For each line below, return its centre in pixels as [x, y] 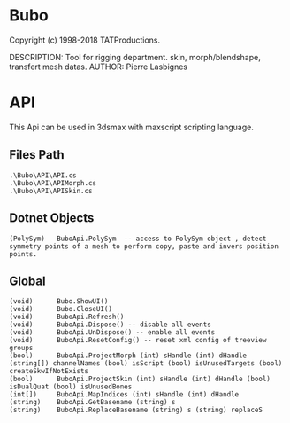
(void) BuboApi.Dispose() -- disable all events [111, 325]
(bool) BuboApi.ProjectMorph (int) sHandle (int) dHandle [128, 356]
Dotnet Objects [52, 218]
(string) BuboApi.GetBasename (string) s [92, 403]
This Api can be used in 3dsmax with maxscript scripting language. [131, 127]
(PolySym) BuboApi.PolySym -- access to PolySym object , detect [138, 239]
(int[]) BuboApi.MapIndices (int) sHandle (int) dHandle [124, 395]
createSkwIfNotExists [49, 372]
